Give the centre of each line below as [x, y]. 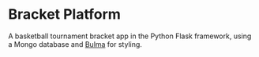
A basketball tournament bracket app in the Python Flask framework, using [130, 36]
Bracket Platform [64, 14]
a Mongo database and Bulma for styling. [75, 44]
